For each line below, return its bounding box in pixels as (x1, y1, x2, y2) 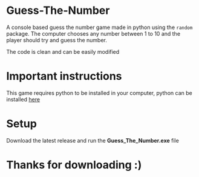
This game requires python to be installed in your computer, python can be (6, 89, 192, 97)
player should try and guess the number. (6, 36, 108, 43)
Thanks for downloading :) (6, 158, 142, 172)
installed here (6, 95, 41, 103)
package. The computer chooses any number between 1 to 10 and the (6, 30, 180, 37)
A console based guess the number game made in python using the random (6, 24, 193, 31)
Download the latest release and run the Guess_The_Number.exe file (6, 137, 180, 144)
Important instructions (6, 69, 122, 83)
